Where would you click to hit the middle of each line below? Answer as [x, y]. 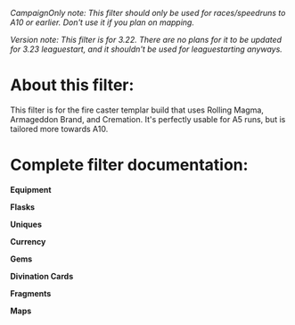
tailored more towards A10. [59, 129]
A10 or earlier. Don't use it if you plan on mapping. [102, 22]
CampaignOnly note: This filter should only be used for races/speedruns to [148, 13]
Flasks [22, 207]
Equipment [31, 189]
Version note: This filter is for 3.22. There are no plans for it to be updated [146, 40]
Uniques [26, 224]
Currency [28, 241]
